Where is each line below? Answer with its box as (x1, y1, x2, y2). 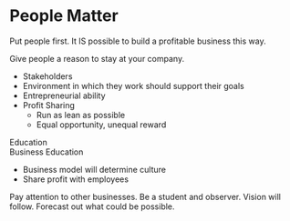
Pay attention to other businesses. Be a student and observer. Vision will (9, 191, 281, 202)
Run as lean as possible (36, 109, 126, 120)
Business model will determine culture (22, 164, 167, 175)
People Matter (9, 5, 119, 26)
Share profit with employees (22, 174, 129, 185)
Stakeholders (22, 70, 73, 82)
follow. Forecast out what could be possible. (9, 201, 175, 212)
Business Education (9, 146, 84, 157)
